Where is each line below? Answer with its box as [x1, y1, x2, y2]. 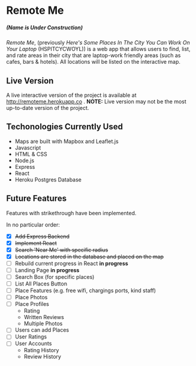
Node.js [14, 157, 35, 164]
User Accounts [14, 340, 52, 347]
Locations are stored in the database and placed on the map [14, 253, 164, 260]
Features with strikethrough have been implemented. [6, 209, 137, 216]
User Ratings [14, 333, 47, 340]
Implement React [14, 239, 57, 246]
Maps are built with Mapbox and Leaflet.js [14, 138, 119, 145]
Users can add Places [14, 326, 70, 334]
